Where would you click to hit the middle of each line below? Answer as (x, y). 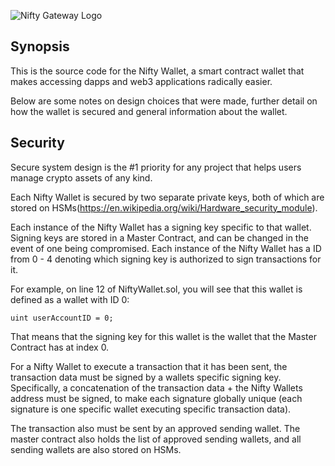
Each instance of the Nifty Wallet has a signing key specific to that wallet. (161, 227)
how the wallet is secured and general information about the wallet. (149, 111)
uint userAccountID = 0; (62, 318)
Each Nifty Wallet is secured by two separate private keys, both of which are (167, 197)
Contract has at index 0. (60, 347)
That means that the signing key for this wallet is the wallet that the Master (163, 336)
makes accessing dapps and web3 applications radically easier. (141, 81)
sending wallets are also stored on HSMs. (96, 449)
